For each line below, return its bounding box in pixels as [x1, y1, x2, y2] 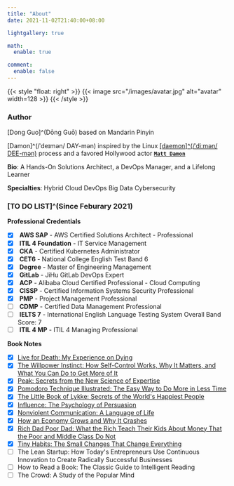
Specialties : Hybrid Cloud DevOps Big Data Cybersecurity [7, 184, 177, 192]
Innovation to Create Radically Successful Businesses [17, 455, 173, 464]
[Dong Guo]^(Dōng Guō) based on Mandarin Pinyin [7, 128, 154, 137]
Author [7, 112, 32, 121]
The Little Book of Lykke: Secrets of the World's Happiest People [17, 393, 205, 401]
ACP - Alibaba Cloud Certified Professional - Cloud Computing [19, 278, 200, 287]
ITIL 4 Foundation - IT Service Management [19, 239, 147, 247]
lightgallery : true [7, 29, 64, 37]
